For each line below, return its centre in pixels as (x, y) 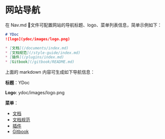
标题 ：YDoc (17, 83)
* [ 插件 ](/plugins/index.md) (35, 57)
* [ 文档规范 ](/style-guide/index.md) (43, 53)
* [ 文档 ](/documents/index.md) (37, 48)
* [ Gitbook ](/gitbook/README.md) (40, 62)
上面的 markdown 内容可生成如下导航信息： (50, 72)
